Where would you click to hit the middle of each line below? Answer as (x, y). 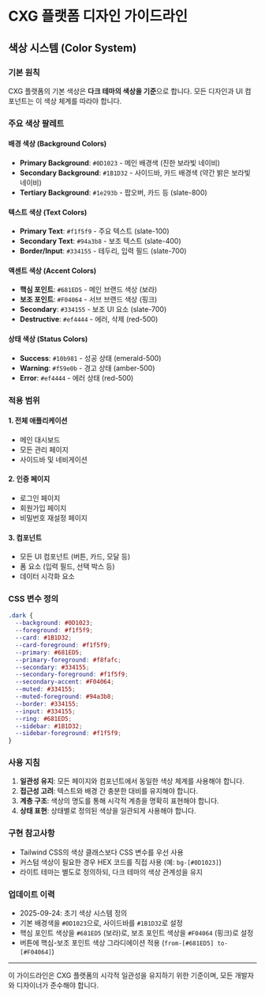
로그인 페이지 (40, 498)
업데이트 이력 (32, 894)
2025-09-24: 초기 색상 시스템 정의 (73, 913)
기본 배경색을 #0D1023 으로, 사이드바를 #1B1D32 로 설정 (101, 923)
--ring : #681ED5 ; (44, 718)
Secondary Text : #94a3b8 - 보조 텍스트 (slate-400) (100, 241)
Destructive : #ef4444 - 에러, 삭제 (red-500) (89, 319)
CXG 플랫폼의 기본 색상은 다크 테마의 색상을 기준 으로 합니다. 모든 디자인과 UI (125, 91)
